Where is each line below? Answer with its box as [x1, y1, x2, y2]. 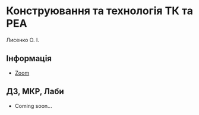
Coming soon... [14, 102, 52, 109]
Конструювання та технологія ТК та [6, 4, 194, 18]
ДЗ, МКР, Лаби [6, 87, 64, 97]
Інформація [6, 53, 52, 63]
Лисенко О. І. [6, 36, 40, 43]
